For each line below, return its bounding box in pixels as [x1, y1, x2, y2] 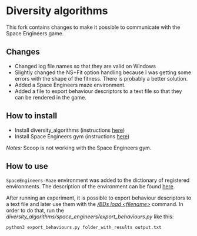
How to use [6, 161, 48, 171]
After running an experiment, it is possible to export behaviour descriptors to [6, 194, 192, 201]
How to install [6, 111, 58, 121]
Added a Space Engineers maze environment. [14, 81, 126, 88]
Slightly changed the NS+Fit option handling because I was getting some [14, 69, 192, 76]
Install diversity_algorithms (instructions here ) [14, 127, 125, 134]
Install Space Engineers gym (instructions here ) [14, 132, 130, 139]
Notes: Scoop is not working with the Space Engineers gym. [6, 144, 152, 151]
